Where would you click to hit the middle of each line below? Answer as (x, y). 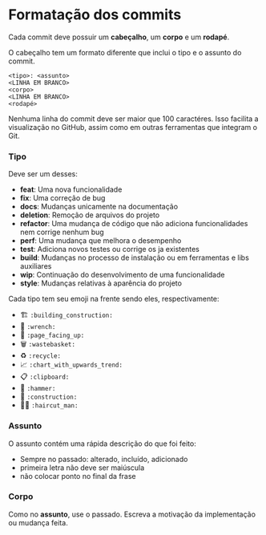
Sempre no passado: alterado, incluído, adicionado (104, 459)
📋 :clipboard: (44, 377)
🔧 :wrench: (38, 326)
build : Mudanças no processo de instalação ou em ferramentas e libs (135, 257)
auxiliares (36, 266)
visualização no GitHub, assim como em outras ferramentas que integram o (133, 127)
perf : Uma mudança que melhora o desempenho (101, 241)
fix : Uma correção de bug (62, 198)
